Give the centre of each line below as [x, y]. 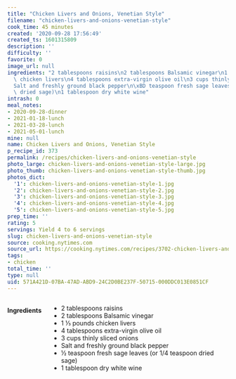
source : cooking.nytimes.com [50, 243]
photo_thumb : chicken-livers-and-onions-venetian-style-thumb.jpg [106, 171]
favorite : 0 [25, 60]
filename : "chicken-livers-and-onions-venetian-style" [89, 20]
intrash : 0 [23, 99]
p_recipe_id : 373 [33, 151]
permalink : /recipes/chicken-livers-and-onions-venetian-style [102, 158]
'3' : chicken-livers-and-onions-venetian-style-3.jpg [94, 197]
